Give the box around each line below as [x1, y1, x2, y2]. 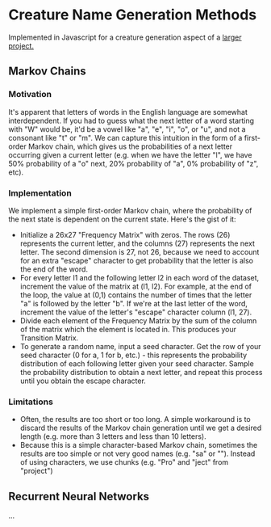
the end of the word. [19, 264, 89, 274]
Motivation [8, 89, 52, 100]
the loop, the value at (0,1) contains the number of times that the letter [19, 289, 252, 300]
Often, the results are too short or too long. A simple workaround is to [19, 415, 252, 424]
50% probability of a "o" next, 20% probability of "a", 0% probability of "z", [8, 158, 259, 168]
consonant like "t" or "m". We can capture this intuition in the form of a [8, 133, 243, 142]
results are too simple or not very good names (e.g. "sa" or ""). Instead [19, 449, 256, 458]
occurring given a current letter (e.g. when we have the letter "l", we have [8, 150, 252, 159]
